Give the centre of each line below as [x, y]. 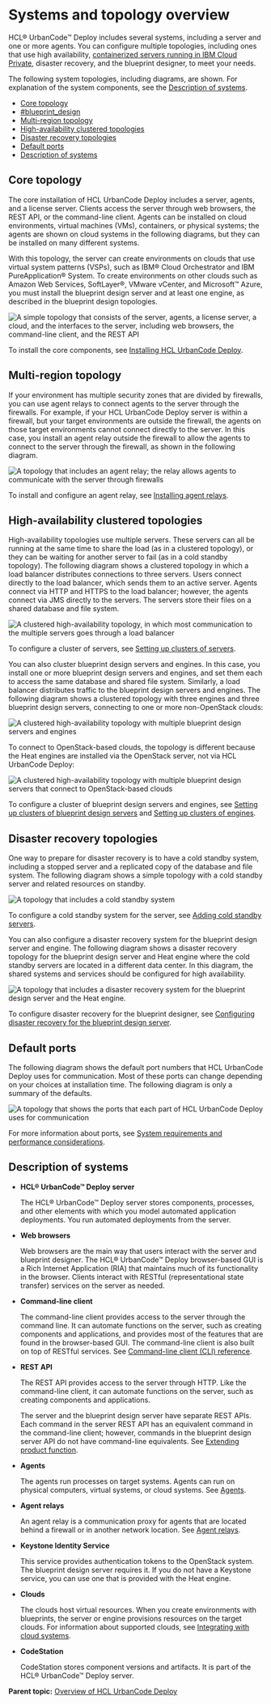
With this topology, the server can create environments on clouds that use [132, 258]
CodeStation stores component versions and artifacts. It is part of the [135, 1667]
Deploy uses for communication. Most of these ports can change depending [135, 1076]
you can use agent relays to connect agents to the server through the [124, 403]
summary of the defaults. [51, 1093]
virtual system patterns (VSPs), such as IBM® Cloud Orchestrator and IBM [131, 267]
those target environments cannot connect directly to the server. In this [127, 429]
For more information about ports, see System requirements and [115, 1133]
